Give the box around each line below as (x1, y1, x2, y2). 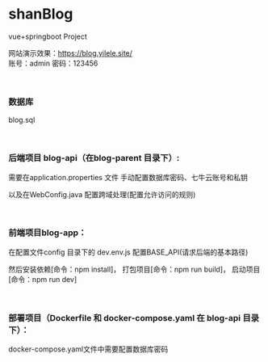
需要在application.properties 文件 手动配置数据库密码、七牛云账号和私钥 (8, 172, 249, 182)
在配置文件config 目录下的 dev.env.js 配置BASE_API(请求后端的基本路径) (8, 247, 249, 257)
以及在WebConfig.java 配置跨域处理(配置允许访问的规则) (8, 189, 196, 199)
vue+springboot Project (8, 32, 87, 41)
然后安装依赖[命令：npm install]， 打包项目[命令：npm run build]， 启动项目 (8, 264, 261, 274)
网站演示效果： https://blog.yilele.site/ (8, 48, 133, 57)
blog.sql (8, 115, 36, 125)
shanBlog (8, 5, 73, 23)
